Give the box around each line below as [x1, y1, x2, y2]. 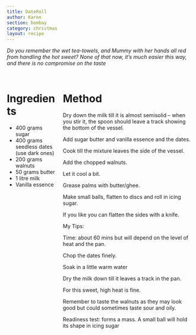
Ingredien [7, 92, 55, 106]
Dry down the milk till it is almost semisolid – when [62, 112, 186, 119]
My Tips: [62, 223, 84, 230]
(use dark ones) [15, 150, 55, 157]
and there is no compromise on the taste [7, 60, 106, 67]
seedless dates [15, 143, 53, 150]
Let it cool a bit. [62, 170, 100, 178]
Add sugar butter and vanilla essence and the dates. [62, 136, 191, 143]
